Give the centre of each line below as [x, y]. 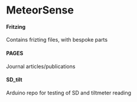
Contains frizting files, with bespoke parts [57, 40]
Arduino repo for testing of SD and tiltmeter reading [69, 93]
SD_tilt [14, 80]
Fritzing [16, 26]
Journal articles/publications [41, 66]
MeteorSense [40, 10]
